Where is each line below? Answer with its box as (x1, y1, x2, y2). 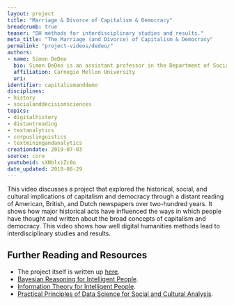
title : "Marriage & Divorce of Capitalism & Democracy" (7, 17, 173, 24)
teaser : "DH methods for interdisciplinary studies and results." (7, 29, 204, 37)
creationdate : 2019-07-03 (7, 146, 82, 153)
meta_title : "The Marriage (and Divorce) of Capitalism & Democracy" (7, 36, 214, 43)
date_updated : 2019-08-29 (7, 165, 82, 173)
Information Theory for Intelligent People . (17, 283, 136, 291)
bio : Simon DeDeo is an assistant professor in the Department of (13, 62, 210, 69)
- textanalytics (7, 127, 54, 134)
